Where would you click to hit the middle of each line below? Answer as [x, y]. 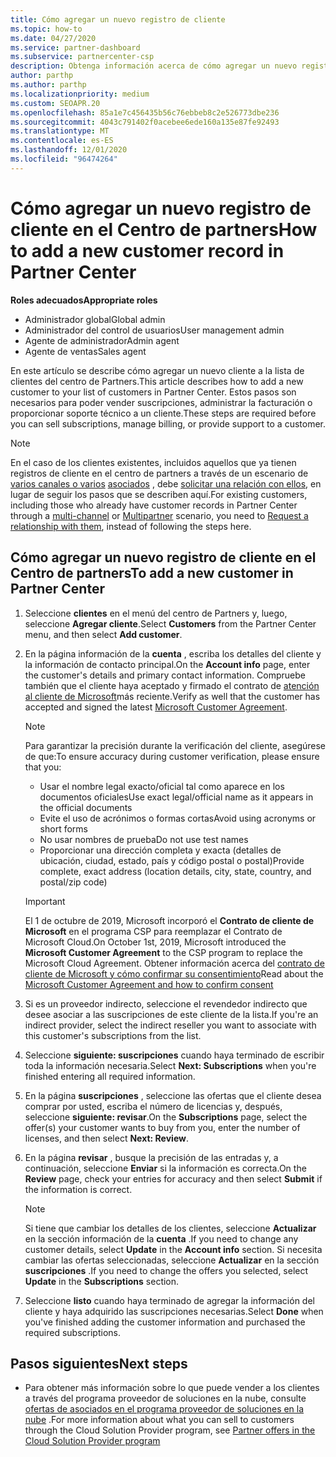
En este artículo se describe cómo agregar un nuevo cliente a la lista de [157, 370]
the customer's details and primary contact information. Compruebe [165, 675]
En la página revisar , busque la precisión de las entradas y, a [151, 1157]
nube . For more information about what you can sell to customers [159, 1420]
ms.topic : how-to [46, 29]
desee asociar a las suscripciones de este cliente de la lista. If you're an [171, 1014]
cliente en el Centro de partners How [164, 229]
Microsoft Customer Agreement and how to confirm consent [149, 984]
